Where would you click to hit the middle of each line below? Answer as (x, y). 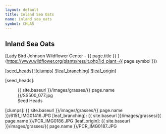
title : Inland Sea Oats (30, 14)
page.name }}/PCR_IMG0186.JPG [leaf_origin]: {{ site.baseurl (68, 121)
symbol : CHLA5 (20, 24)
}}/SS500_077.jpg (35, 96)
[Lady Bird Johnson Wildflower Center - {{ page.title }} (61, 56)
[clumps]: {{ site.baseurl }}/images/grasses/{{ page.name (64, 111)
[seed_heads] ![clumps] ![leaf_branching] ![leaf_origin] (61, 71)
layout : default (22, 10)
